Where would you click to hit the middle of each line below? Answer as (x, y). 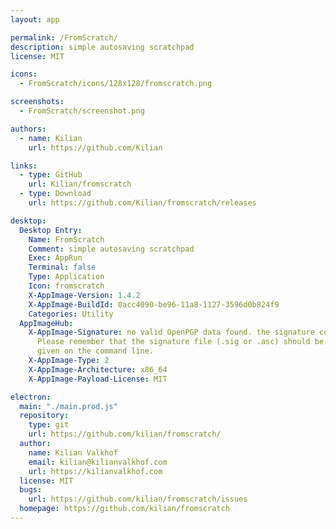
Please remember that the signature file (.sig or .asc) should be (180, 342)
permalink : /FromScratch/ (64, 37)
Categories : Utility (71, 314)
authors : (28, 129)
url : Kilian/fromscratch (80, 184)
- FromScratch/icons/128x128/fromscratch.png (116, 84)
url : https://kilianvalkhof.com (95, 471)
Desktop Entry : (51, 230)
